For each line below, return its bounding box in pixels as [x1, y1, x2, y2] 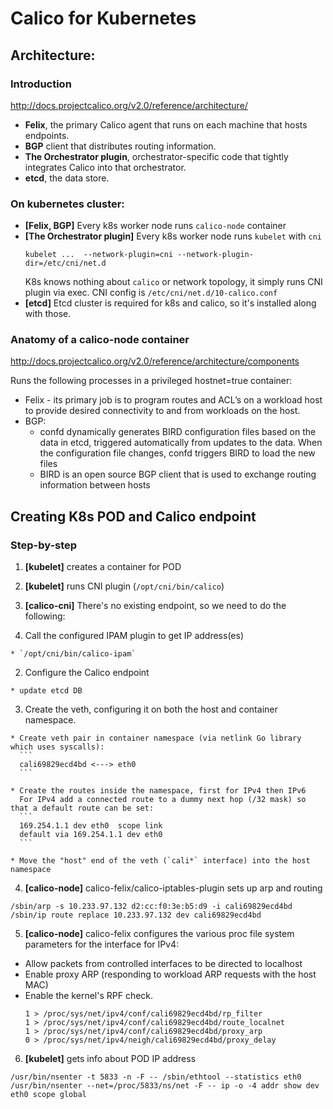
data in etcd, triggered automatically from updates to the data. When [39, 437, 323, 449]
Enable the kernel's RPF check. [24, 990, 154, 1002]
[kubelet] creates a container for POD [24, 561, 182, 573]
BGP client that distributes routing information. [24, 140, 217, 152]
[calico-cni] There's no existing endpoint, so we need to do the [24, 600, 287, 612]
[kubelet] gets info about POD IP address [24, 1053, 197, 1065]
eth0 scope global [10, 1090, 87, 1100]
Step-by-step [10, 538, 78, 552]
